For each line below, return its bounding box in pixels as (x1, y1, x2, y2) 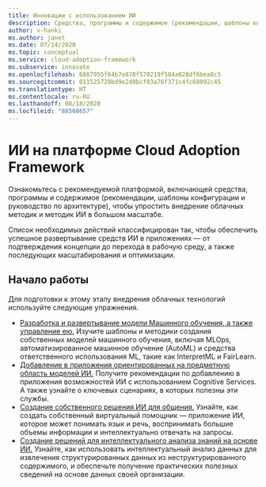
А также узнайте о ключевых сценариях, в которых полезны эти (19, 385, 239, 394)
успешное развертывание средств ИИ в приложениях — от (8, 233, 211, 242)
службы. (19, 394, 49, 403)
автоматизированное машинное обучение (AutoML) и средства (19, 343, 236, 352)
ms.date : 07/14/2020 (8, 41, 77, 49)
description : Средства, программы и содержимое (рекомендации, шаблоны (8, 19, 249, 27)
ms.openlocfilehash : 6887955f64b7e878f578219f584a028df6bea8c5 (8, 70, 222, 78)
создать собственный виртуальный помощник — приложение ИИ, (19, 410, 245, 420)
